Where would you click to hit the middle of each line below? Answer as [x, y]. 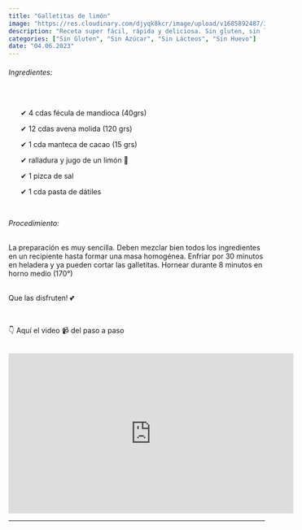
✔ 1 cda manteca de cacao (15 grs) [79, 145]
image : [20, 24]
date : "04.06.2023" [42, 46]
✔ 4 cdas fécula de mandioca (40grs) [83, 113]
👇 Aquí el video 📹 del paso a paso [66, 331]
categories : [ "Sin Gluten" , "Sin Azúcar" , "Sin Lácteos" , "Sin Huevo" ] [132, 39]
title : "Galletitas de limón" [60, 16]
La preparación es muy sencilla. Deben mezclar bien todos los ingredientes [134, 248]
